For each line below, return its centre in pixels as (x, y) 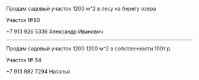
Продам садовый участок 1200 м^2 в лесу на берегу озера (81, 9)
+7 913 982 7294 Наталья (38, 71)
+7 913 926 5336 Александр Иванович (55, 31)
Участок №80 (23, 20)
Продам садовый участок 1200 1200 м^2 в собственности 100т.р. (89, 49)
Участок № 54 (24, 60)
